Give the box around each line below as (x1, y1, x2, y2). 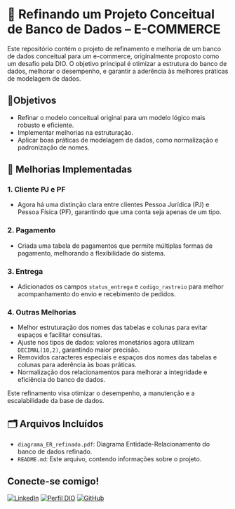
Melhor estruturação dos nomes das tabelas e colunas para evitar (17, 323, 208, 332)
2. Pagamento (7, 225, 56, 235)
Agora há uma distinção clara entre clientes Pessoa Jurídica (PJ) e (17, 200, 210, 209)
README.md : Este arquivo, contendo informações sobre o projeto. (17, 455, 202, 463)
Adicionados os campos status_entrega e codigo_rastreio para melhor (17, 282, 224, 291)
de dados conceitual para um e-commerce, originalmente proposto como (7, 52, 220, 60)
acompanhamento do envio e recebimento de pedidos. (17, 290, 177, 298)
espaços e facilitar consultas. (17, 331, 103, 339)
